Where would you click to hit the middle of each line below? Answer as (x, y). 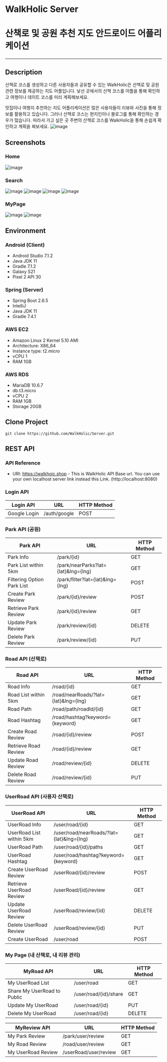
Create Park (22, 594)
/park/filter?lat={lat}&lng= (87, 580)
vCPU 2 (20, 396)
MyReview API (33, 1028)
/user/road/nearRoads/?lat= (86, 832)
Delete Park (21, 637)
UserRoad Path (25, 847)
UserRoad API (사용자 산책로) (40, 797)
